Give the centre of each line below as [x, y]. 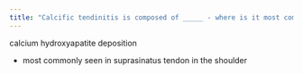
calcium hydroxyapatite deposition [73, 43]
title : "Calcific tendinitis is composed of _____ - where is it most [145, 17]
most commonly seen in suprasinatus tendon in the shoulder [135, 60]
